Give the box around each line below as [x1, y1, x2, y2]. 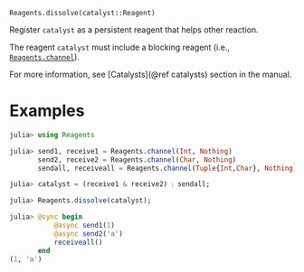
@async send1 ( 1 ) [53, 221, 116, 230]
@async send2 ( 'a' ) [53, 229, 124, 239]
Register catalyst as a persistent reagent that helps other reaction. [9, 24, 260, 35]
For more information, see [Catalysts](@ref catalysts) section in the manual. [9, 69, 292, 80]
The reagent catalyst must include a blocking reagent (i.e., [9, 42, 231, 52]
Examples [9, 100, 85, 121]
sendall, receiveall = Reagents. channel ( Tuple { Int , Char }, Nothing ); [37, 164, 301, 173]
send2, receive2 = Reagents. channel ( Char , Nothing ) [37, 155, 237, 164]
